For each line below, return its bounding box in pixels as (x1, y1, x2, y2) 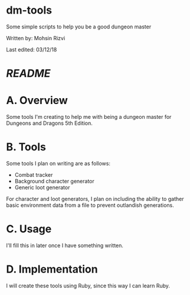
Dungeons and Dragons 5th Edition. (6, 119, 93, 127)
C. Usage (6, 222, 52, 236)
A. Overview (6, 94, 68, 107)
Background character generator (14, 178, 94, 184)
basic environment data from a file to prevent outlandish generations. (6, 202, 174, 209)
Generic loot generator (14, 184, 70, 191)
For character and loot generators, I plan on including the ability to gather (6, 196, 184, 202)
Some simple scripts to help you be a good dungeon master (6, 23, 152, 30)
